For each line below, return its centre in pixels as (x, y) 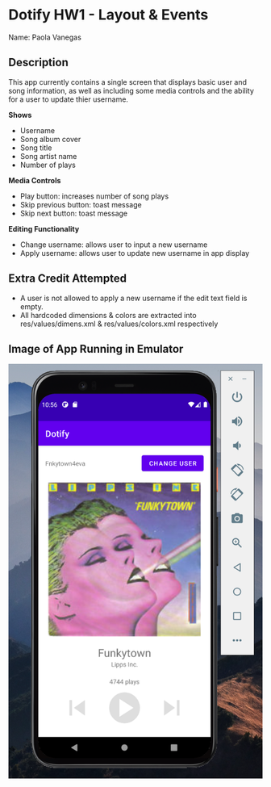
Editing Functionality (44, 228)
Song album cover (50, 139)
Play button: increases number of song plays (94, 196)
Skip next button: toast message (73, 213)
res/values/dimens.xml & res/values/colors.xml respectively (119, 324)
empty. (31, 306)
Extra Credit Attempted (68, 279)
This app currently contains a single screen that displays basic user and (128, 82)
